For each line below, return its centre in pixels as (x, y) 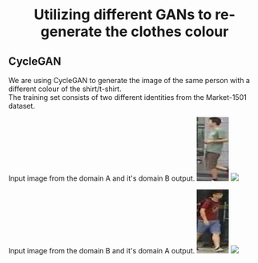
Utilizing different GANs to (123, 15)
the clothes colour (167, 32)
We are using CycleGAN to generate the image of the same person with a (129, 80)
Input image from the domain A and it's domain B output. (102, 178)
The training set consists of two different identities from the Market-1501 (127, 97)
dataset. (22, 106)
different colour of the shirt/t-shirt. (65, 89)
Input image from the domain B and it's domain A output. (102, 251)
